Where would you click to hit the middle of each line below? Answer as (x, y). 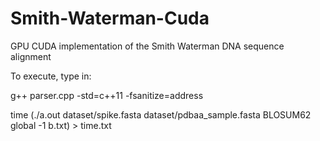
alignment (31, 56)
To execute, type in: (51, 76)
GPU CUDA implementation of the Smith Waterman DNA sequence (147, 46)
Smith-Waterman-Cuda (110, 18)
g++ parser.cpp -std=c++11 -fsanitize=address (107, 95)
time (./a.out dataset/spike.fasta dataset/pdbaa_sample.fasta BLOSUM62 (161, 114)
